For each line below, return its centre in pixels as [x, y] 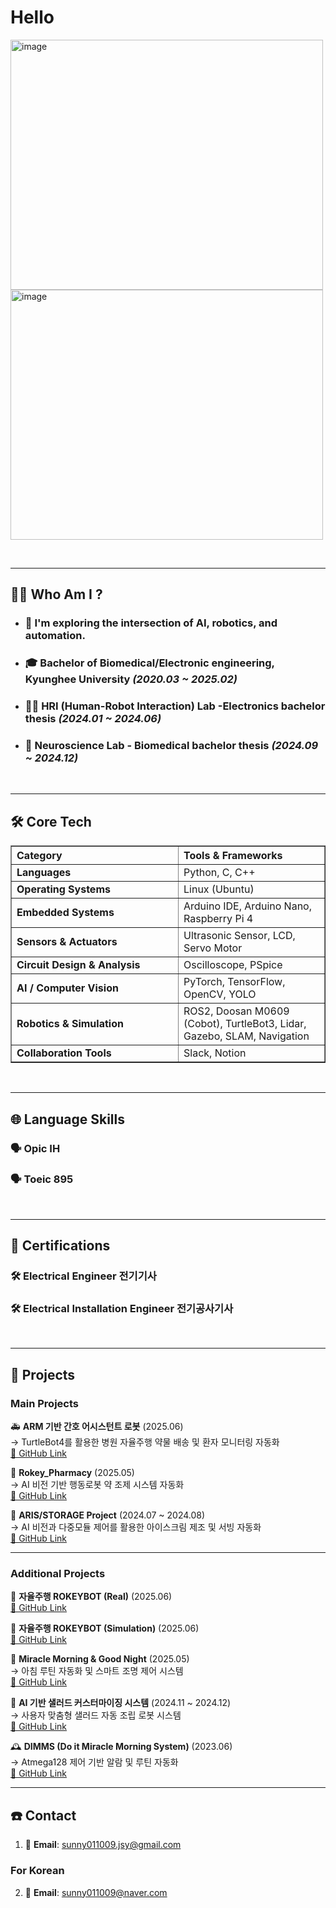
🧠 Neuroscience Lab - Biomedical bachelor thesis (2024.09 [171, 746]
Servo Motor [213, 948]
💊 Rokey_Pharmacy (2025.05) [72, 1473]
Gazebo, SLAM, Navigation [246, 1036]
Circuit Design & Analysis [78, 965]
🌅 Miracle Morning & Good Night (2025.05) [100, 1659]
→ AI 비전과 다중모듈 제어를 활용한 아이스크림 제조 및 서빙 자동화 [136, 1527]
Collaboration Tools [64, 1053]
